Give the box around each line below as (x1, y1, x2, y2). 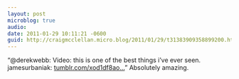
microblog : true (7, 17, 55, 24)
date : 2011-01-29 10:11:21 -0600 (7, 30, 107, 37)
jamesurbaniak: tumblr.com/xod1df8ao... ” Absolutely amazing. (7, 63, 189, 72)
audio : (7, 23, 27, 30)
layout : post (7, 10, 46, 18)
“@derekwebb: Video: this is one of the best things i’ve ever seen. (7, 56, 201, 64)
